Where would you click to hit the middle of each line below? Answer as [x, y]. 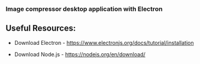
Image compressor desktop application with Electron [84, 9]
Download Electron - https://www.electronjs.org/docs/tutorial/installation [104, 42]
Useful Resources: [41, 28]
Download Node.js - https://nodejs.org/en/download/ [80, 54]
